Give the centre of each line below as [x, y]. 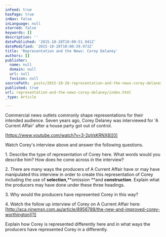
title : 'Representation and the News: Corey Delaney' [62, 51]
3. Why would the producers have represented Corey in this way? [72, 195]
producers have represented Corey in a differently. [57, 230]
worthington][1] [21, 215]
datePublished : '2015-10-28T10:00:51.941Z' [51, 42]
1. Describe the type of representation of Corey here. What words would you [83, 155]
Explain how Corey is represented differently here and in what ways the [78, 224]
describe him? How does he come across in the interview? [65, 160]
